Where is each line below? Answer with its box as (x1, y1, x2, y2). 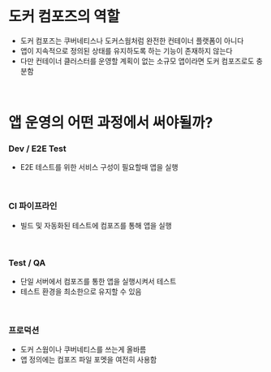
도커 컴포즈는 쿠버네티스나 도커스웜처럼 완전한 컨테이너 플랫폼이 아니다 (19, 36, 244, 45)
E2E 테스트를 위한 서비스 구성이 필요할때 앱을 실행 (19, 162, 179, 172)
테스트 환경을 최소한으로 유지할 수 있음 (19, 287, 142, 296)
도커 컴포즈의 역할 (8, 7, 120, 26)
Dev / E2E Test (8, 143, 67, 154)
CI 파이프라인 (8, 201, 58, 212)
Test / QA (8, 257, 46, 268)
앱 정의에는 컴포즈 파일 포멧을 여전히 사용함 (19, 355, 157, 365)
